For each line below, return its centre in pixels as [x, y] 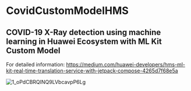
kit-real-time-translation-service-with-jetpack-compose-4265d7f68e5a [92, 71]
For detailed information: [36, 64]
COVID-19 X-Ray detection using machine [84, 32]
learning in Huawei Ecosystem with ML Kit [84, 41]
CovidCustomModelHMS [68, 11]
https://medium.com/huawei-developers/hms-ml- [125, 64]
